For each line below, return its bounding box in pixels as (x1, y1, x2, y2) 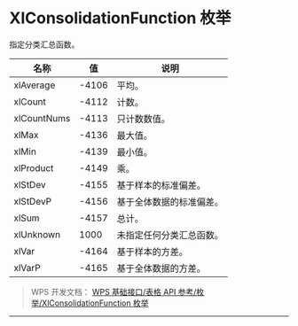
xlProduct (13, 161, 54, 174)
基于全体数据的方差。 (116, 262, 206, 275)
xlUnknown (13, 228, 61, 240)
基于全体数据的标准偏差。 (116, 196, 223, 208)
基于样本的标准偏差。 (116, 179, 206, 191)
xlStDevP (13, 195, 51, 207)
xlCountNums (13, 112, 71, 124)
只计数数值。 (116, 113, 170, 125)
